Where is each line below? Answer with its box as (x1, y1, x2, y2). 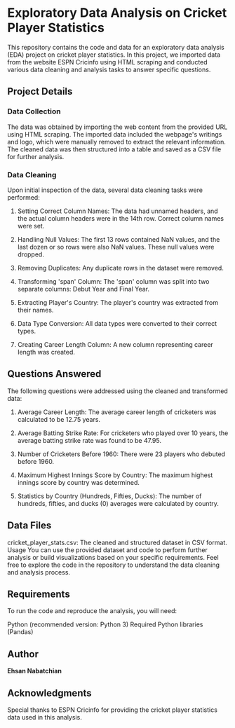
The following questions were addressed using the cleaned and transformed (7, 387, 228, 395)
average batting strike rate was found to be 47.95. (17, 436, 161, 444)
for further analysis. (7, 152, 65, 160)
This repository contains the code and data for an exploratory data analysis (7, 43, 224, 51)
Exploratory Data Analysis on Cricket (7, 5, 227, 21)
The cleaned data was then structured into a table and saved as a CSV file (7, 145, 222, 153)
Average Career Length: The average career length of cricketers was (17, 408, 217, 416)
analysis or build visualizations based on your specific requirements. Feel (7, 553, 219, 561)
